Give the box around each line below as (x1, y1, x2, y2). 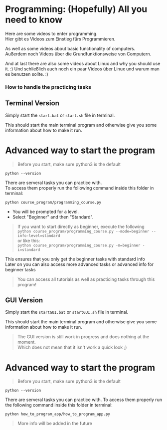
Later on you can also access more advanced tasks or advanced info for (5, 261, 154, 267)
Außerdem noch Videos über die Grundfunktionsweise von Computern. (5, 51, 152, 57)
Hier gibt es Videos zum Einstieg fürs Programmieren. (5, 36, 116, 42)
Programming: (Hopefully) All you (5, 3, 148, 15)
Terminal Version (5, 99, 60, 108)
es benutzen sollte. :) (5, 71, 48, 77)
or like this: (17, 237, 40, 243)
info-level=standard (17, 233, 60, 238)
